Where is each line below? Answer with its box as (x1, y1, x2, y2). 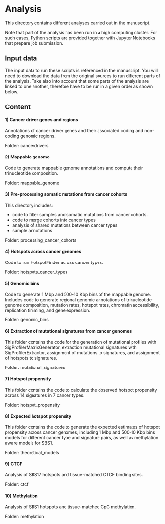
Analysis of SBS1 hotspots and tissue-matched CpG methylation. (5, 504, 136, 510)
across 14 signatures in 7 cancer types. (5, 392, 85, 398)
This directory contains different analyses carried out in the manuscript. (5, 20, 151, 26)
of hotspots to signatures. (5, 355, 58, 361)
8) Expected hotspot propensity (5, 413, 72, 419)
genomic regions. (20, 133, 56, 139)
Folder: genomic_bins (5, 317, 49, 323)
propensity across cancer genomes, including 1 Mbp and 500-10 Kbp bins (5, 429, 155, 435)
